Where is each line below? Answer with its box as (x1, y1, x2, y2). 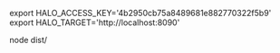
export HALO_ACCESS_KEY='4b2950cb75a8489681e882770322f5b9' (9, 8, 272, 18)
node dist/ (9, 35, 48, 45)
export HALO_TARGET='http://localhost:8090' (9, 17, 180, 28)
